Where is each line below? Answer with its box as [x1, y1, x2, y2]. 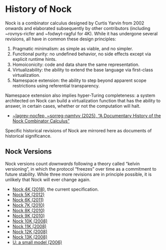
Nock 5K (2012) [12, 191, 45, 198]
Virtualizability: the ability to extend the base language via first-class [12, 66, 154, 73]
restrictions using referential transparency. [12, 82, 100, 88]
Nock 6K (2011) [12, 197, 44, 203]
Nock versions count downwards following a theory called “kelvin [5, 161, 140, 167]
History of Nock [5, 3, 72, 15]
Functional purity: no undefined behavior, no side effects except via [12, 51, 151, 57]
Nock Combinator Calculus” [12, 118, 70, 124]
